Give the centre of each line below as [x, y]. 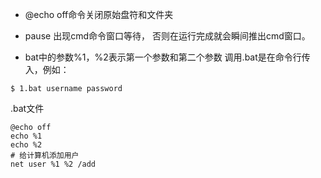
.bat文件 [27, 108]
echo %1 [26, 136]
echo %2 [26, 145]
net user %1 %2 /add [53, 164]
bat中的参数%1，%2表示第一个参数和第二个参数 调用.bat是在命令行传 [167, 57]
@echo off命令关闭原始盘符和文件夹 [99, 14]
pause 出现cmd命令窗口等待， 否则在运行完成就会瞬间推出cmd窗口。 [167, 36]
